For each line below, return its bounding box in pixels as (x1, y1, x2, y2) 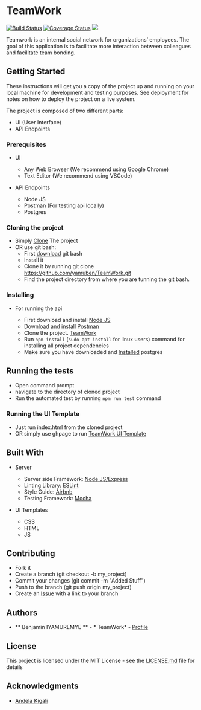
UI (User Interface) (14, 118, 62, 126)
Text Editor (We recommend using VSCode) (23, 172, 132, 179)
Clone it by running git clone (23, 263, 94, 270)
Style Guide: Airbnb (23, 488, 73, 495)
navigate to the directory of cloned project (14, 388, 120, 396)
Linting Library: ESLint (23, 482, 79, 489)
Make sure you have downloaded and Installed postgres (23, 348, 163, 355)
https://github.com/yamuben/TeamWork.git (23, 269, 131, 277)
